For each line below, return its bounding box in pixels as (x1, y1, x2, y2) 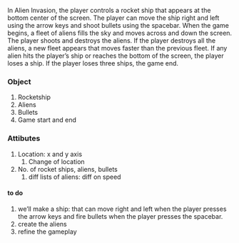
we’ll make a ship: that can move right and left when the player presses (17, 205, 227, 213)
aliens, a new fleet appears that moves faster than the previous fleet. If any (7, 44, 228, 52)
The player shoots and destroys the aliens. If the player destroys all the (7, 36, 216, 45)
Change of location (28, 157, 85, 166)
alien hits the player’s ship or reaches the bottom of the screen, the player (7, 51, 224, 60)
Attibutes (7, 133, 41, 143)
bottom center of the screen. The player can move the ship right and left (7, 14, 220, 22)
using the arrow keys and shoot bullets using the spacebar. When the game (7, 21, 230, 29)
